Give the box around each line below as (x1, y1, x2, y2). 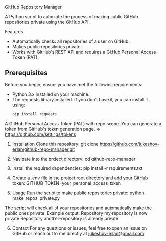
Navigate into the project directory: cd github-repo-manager (12, 156, 136, 161)
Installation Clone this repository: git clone (12, 141, 99, 147)
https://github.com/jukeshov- (99, 141, 160, 147)
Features (5, 29, 23, 34)
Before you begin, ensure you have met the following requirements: (5, 81, 143, 87)
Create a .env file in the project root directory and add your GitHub (12, 175, 148, 181)
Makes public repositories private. (12, 44, 82, 49)
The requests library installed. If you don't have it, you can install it (12, 96, 148, 102)
